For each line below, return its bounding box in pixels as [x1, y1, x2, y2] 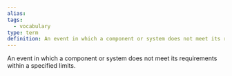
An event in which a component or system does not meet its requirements [7, 54, 217, 62]
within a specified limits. [7, 62, 76, 70]
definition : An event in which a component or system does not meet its [7, 36, 221, 42]
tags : [7, 16, 23, 23]
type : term [7, 29, 39, 36]
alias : [7, 10, 26, 17]
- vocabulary [13, 23, 51, 29]
